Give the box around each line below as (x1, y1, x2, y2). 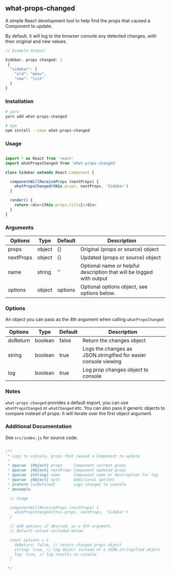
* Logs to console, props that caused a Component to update (7, 453, 140, 458)
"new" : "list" (14, 76, 44, 81)
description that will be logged (80, 268, 153, 275)
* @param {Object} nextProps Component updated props (7, 468, 126, 473)
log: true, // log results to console (14, 552, 97, 557)
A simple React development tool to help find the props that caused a (5, 17, 151, 23)
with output (80, 275, 108, 282)
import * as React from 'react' (5, 156, 74, 161)
